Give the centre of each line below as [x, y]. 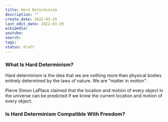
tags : [11, 42]
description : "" [22, 14]
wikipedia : [17, 28]
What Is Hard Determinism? [39, 64]
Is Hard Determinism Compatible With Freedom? [65, 114]
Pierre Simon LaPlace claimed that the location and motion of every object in [84, 90]
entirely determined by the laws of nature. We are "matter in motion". [76, 80]
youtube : [14, 33]
